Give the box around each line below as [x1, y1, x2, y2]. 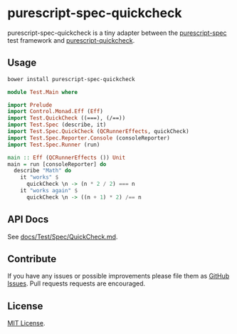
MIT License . [7, 319, 46, 328]
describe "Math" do [14, 167, 72, 174]
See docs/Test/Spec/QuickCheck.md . [7, 232, 118, 241]
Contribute [7, 253, 57, 265]
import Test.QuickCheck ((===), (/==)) [7, 115, 126, 122]
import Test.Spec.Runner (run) [7, 141, 100, 148]
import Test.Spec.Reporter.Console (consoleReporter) [7, 134, 171, 142]
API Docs [7, 214, 49, 226]
